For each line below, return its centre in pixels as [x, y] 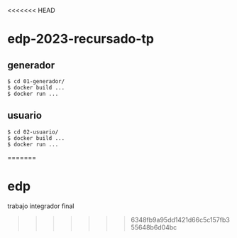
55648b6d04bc [154, 227]
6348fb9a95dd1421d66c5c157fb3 [181, 220]
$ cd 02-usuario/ [33, 132]
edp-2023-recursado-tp [81, 39]
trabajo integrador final [41, 206]
